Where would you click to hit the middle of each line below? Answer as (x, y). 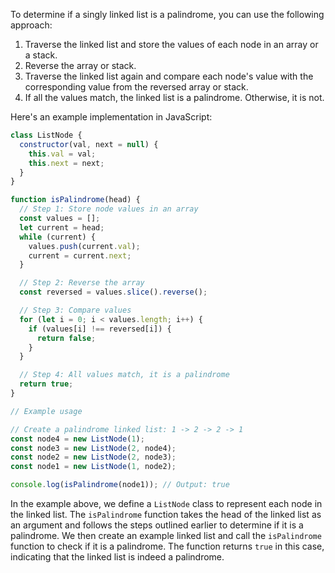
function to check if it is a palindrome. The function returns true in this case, (167, 546)
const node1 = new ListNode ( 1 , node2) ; (93, 467)
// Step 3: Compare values (75, 310)
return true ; (46, 384)
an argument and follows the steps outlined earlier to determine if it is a (157, 525)
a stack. (41, 55)
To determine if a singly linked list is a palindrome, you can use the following (167, 14)
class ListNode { (46, 135)
